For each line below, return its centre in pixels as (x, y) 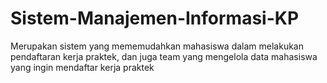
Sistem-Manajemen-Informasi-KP (155, 18)
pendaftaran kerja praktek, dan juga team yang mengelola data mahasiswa (164, 56)
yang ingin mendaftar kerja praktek (82, 67)
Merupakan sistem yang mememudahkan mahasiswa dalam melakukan (157, 46)
